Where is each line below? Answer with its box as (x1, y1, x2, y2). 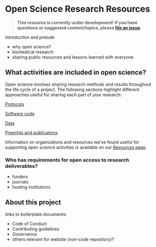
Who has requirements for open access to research (5, 157, 129, 163)
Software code (5, 111, 35, 116)
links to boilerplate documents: (5, 211, 67, 217)
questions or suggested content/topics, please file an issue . (17, 24, 142, 30)
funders (12, 174, 28, 180)
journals (12, 179, 29, 185)
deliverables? (5, 162, 38, 169)
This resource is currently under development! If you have (17, 20, 138, 25)
